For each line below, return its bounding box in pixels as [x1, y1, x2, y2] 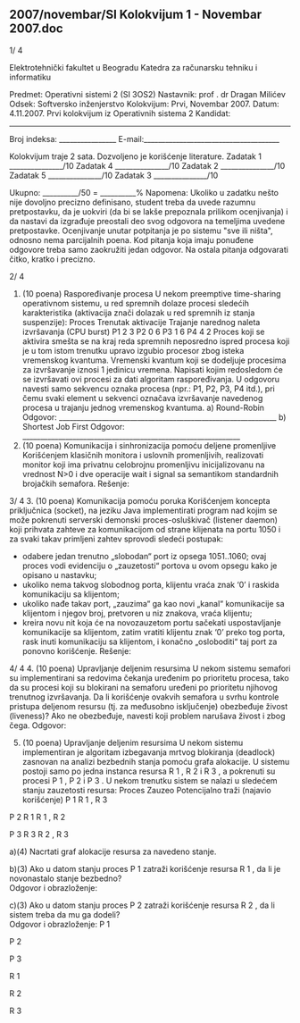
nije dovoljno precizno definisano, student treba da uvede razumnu [9, 197, 256, 207]
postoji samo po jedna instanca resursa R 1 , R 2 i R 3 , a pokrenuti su [21, 766, 276, 776]
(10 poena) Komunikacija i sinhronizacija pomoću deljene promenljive [21, 440, 277, 450]
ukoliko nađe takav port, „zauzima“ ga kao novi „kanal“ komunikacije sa [21, 598, 285, 608]
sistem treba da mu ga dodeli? [9, 909, 121, 919]
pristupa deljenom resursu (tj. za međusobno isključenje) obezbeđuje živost [9, 700, 288, 711]
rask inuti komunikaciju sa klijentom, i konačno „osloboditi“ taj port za [21, 636, 278, 647]
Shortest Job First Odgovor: [21, 421, 125, 432]
